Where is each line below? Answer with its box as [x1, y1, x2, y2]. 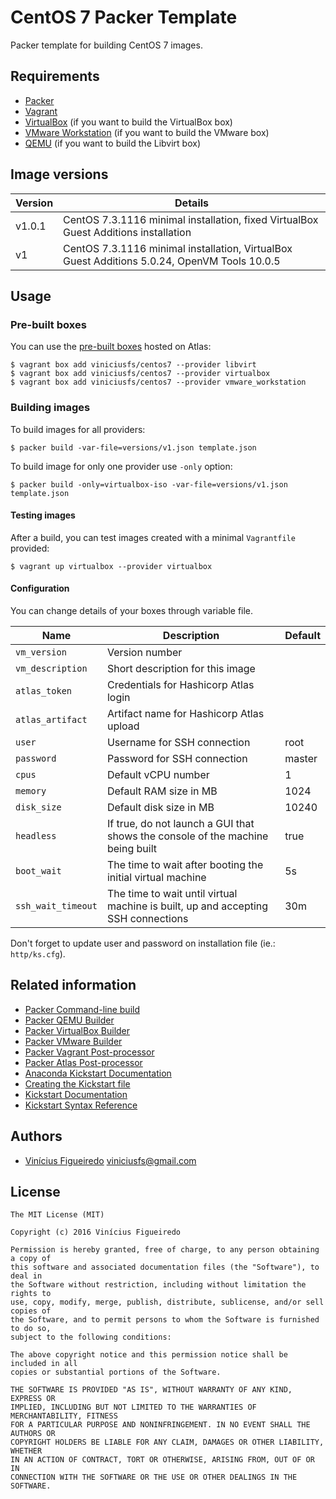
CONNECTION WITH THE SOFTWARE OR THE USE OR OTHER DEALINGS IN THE [10, 1472, 298, 1483]
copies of [10, 1306, 52, 1316]
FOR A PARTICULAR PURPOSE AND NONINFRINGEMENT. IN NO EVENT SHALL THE [10, 1420, 311, 1430]
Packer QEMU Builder [24, 1014, 115, 1026]
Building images [10, 401, 91, 415]
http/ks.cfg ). [10, 947, 66, 960]
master [284, 751, 318, 765]
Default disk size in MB [106, 800, 215, 814]
